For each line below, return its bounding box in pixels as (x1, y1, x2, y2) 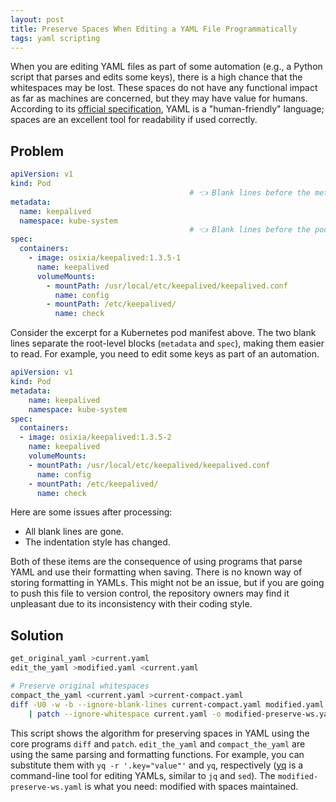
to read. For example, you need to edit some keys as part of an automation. (10, 348, 320, 360)
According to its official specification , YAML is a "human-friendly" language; (10, 103, 325, 115)
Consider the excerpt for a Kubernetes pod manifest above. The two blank (10, 327, 317, 339)
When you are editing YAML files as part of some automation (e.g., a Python (10, 61, 323, 73)
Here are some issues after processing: (10, 506, 173, 518)
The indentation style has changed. (24, 536, 171, 548)
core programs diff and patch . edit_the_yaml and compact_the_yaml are (10, 737, 306, 750)
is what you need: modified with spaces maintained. (84, 780, 299, 792)
